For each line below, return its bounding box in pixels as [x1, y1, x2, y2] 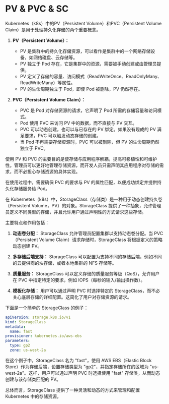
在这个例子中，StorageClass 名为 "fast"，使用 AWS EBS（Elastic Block [5, 357, 152, 363]
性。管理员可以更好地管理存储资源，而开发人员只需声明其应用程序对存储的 [5, 162, 159, 168]
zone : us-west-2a [10, 348, 46, 353]
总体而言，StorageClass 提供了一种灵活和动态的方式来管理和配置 [5, 387, 140, 393]
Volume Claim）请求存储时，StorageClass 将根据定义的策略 [39, 237, 163, 243]
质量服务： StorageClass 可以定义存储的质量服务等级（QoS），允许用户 [12, 270, 160, 276]
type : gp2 [10, 343, 30, 348]
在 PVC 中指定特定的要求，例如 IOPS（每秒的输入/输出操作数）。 [12, 277, 145, 283]
